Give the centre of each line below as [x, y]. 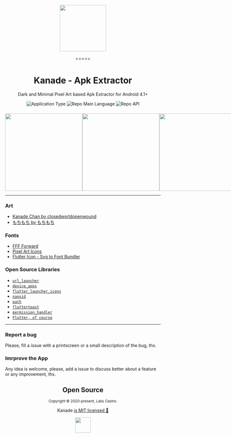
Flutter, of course [32, 317]
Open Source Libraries [33, 270]
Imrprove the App [27, 358]
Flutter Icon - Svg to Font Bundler [46, 257]
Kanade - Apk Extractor [83, 80]
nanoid [19, 296]
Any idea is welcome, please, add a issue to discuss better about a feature [81, 369]
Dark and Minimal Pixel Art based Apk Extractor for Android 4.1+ [83, 94]
